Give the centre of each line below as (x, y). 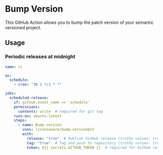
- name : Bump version (40, 125)
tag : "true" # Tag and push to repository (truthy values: (89, 143)
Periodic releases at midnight (40, 57)
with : (28, 134)
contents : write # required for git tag (60, 111)
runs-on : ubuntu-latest (38, 116)
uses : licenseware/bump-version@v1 (58, 130)
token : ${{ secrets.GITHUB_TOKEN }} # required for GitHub (89, 147)
